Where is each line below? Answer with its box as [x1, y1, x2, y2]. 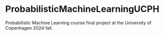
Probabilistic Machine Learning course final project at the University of [5, 20, 152, 26]
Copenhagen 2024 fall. [5, 25, 53, 31]
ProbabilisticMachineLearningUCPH [5, 3, 159, 15]
